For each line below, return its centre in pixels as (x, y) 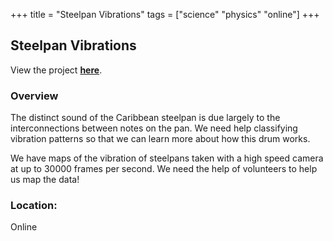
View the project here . (56, 70)
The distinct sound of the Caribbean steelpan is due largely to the (145, 118)
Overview (34, 96)
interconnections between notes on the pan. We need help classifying (154, 128)
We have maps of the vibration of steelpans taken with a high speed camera (167, 158)
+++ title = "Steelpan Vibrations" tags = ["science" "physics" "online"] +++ (165, 14)
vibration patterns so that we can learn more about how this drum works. (160, 139)
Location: (34, 206)
